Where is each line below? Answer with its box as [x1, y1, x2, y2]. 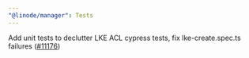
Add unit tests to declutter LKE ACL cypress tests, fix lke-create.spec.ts [8, 33, 241, 42]
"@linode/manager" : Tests [8, 11, 93, 20]
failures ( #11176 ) [8, 41, 61, 51]
